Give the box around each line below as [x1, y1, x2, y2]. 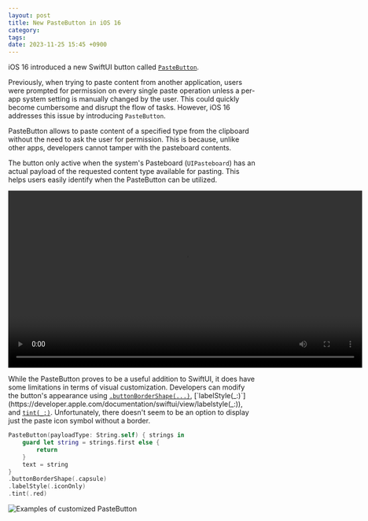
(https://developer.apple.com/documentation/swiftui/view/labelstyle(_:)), [8, 399, 244, 409]
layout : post [8, 11, 51, 20]
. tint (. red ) [8, 490, 47, 498]
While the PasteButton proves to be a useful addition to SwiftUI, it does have [8, 375, 256, 384]
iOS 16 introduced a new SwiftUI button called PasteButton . [8, 62, 199, 72]
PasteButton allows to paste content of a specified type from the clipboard [8, 127, 249, 136]
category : [8, 26, 41, 34]
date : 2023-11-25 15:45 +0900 [8, 41, 108, 49]
